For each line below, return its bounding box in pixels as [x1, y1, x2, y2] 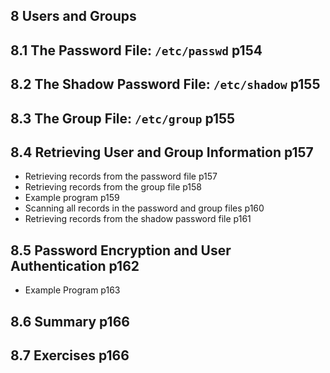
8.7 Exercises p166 [10, 347, 130, 364]
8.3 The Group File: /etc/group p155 [10, 110, 236, 127]
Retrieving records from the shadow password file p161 [24, 213, 252, 225]
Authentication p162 [10, 257, 140, 274]
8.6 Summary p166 [10, 313, 130, 330]
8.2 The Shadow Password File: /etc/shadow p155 [10, 76, 321, 93]
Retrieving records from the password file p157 [24, 170, 218, 183]
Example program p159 [24, 192, 120, 204]
